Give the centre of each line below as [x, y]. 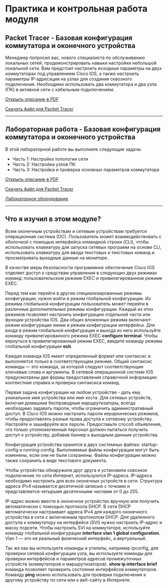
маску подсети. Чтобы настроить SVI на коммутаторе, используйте [78, 527]
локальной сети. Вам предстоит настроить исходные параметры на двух [83, 68]
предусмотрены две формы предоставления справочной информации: [81, 377]
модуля [22, 19]
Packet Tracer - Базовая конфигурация [69, 38]
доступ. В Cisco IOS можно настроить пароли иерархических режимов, [82, 413]
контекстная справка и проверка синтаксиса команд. [63, 382]
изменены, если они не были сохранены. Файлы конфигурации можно [81, 455]
